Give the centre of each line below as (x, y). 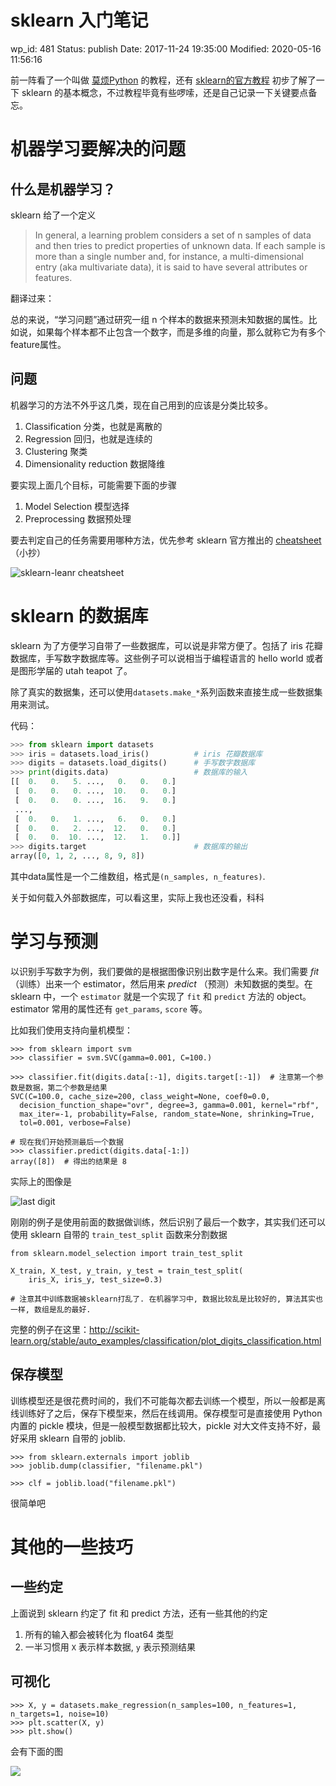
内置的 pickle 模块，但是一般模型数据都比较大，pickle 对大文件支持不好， (161, 1425)
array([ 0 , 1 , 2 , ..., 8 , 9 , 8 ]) (77, 856)
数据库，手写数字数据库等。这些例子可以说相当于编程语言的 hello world (157, 658)
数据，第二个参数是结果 (66, 1088)
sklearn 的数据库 (79, 615)
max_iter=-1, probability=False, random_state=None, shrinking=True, (167, 1114)
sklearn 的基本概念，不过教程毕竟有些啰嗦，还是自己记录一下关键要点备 (169, 92)
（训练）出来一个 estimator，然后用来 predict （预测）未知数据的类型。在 (161, 984)
